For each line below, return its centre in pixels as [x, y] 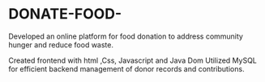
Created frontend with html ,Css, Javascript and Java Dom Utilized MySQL [133, 60]
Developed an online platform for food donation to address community [126, 36]
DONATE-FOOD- [65, 14]
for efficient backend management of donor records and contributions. [126, 68]
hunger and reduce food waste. [61, 44]
